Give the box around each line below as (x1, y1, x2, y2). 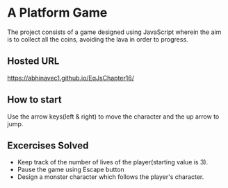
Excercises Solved (7, 139, 89, 151)
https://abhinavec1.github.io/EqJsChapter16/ (7, 74, 134, 82)
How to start (7, 94, 62, 105)
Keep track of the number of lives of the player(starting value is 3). (17, 158, 209, 166)
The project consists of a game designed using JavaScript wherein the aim (7, 28, 222, 36)
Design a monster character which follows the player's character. (17, 173, 204, 181)
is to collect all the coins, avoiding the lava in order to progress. (7, 35, 189, 43)
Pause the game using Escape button (17, 165, 125, 174)
